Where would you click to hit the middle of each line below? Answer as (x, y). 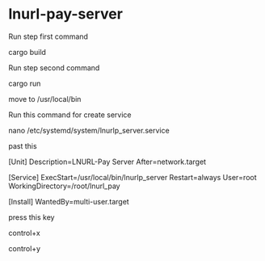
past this (23, 145)
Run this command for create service (70, 115)
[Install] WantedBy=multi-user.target (69, 201)
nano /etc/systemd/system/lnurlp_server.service (89, 130)
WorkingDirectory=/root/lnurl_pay (64, 186)
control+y (25, 248)
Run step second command (54, 67)
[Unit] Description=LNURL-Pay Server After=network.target (107, 162)
